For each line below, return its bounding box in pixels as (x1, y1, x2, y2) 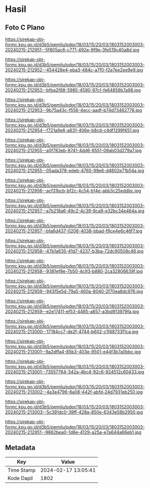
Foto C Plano (5, 23, 45, 32)
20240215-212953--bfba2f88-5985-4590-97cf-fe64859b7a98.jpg (5, 87, 141, 93)
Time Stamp (7, 467, 36, 474)
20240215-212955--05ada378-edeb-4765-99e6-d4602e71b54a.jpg (5, 167, 145, 173)
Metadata (5, 443, 36, 452)
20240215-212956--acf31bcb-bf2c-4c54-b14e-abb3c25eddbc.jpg (5, 188, 142, 194)
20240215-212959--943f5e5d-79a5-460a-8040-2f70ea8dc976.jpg (5, 288, 143, 294)
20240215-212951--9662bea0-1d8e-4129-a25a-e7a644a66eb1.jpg (5, 430, 142, 435)
